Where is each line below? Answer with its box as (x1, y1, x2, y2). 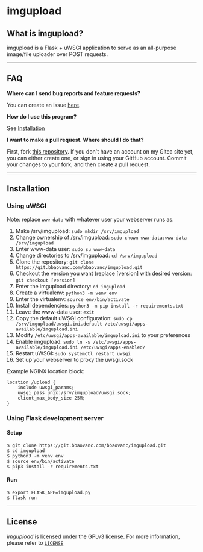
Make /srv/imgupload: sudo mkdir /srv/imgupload (15, 227, 139, 234)
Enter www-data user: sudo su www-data (15, 245, 116, 252)
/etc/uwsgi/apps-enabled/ (80, 344, 146, 350)
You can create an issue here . (7, 101, 81, 108)
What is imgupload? (7, 28, 84, 39)
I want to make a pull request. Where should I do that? (7, 136, 144, 143)
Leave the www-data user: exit (15, 308, 95, 315)
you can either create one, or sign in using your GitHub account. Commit (7, 154, 187, 161)
